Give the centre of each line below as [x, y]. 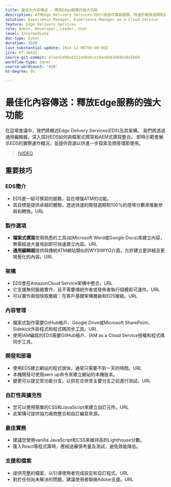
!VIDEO [25, 153]
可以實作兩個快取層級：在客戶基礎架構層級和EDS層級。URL [75, 296]
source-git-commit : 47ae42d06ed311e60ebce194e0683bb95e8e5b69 [73, 57]
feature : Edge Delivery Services [41, 24]
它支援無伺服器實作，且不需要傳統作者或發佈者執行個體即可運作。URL [86, 290]
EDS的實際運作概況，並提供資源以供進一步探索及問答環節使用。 [76, 143]
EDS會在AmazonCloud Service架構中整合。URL [63, 283]
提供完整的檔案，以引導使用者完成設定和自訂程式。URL [70, 473]
